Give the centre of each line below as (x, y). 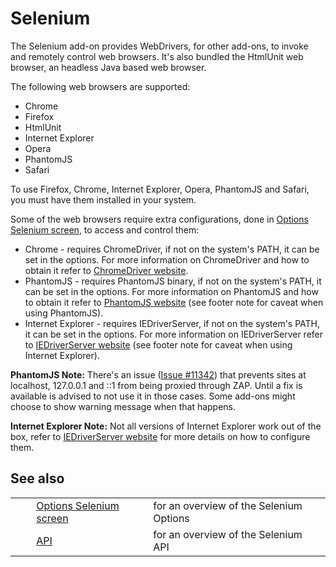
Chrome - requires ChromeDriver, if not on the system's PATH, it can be (172, 249)
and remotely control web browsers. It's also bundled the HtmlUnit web (157, 56)
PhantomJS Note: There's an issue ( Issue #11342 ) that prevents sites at (158, 374)
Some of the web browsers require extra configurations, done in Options (159, 219)
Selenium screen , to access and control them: (105, 229)
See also (37, 478)
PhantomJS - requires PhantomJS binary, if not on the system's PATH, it (173, 281)
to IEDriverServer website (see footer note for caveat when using (158, 344)
